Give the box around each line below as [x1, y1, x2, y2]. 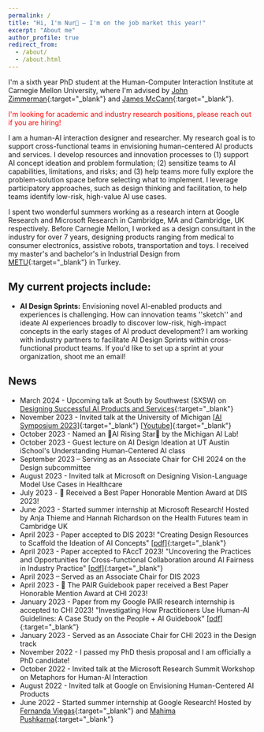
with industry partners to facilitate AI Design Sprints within [19, 335, 209, 344]
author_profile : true [8, 33, 80, 42]
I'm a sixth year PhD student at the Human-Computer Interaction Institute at [8, 77, 254, 87]
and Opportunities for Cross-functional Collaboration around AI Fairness [19, 554, 255, 565]
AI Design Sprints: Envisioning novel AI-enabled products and [19, 301, 222, 310]
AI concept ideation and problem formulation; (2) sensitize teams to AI [8, 158, 236, 167]
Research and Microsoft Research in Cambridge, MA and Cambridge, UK [8, 215, 244, 225]
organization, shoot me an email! [19, 351, 126, 361]
